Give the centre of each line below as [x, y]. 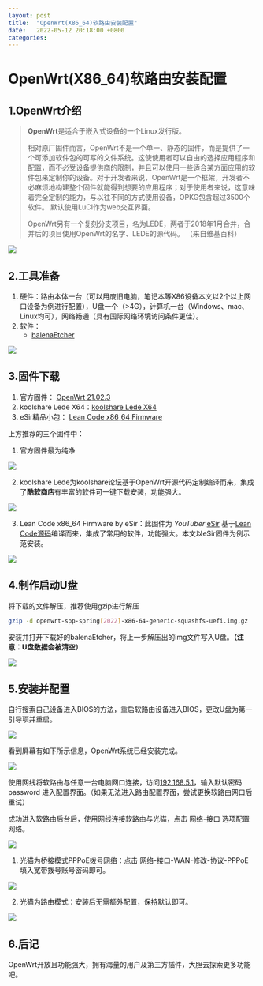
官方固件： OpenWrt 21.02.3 [65, 397]
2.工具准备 [34, 276]
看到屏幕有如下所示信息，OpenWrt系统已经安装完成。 [95, 751]
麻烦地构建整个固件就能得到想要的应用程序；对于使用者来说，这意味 [145, 187]
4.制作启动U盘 [43, 585]
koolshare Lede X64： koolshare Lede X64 [88, 407]
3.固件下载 [34, 376]
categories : [28, 38]
